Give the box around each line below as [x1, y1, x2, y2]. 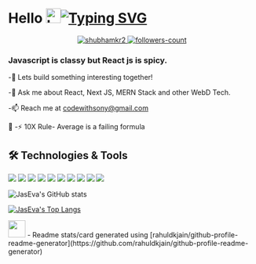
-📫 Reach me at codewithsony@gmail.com [8, 103, 149, 113]
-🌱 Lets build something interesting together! [8, 73, 153, 82]
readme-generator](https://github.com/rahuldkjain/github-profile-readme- [8, 239, 249, 248]
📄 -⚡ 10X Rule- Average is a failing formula [8, 122, 145, 132]
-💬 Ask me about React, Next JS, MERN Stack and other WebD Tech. [8, 88, 231, 97]
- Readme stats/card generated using [27, 230, 148, 240]
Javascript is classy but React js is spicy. [8, 55, 167, 66]
